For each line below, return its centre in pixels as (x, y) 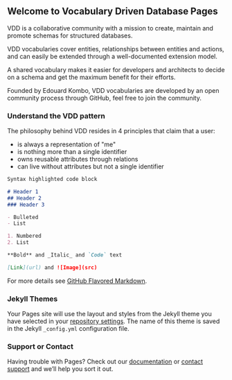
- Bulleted (23, 217)
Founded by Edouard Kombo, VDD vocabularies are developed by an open (113, 90)
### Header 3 (26, 205)
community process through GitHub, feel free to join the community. (105, 98)
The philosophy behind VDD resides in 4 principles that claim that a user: (111, 131)
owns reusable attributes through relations (78, 159)
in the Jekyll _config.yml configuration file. (68, 329)
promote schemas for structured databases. (70, 35)
